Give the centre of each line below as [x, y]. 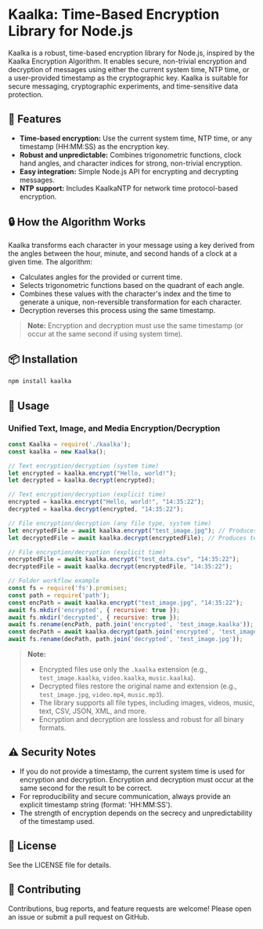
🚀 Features [35, 119]
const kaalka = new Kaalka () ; [58, 452]
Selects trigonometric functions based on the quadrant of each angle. [132, 285]
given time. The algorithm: [50, 261]
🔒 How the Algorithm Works [77, 222]
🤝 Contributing [45, 889]
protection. [26, 94]
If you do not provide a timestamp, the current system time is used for [132, 771]
